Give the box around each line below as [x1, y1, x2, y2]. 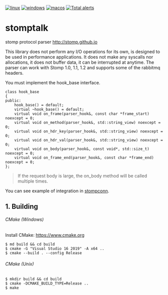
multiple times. [17, 178, 48, 184]
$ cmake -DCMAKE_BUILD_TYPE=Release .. [5, 281, 89, 286]
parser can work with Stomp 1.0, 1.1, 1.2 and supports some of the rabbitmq [5, 64, 160, 70]
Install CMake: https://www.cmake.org [5, 232, 85, 238]
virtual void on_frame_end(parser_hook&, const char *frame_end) [14, 155, 154, 160]
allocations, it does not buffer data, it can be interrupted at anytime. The [5, 59, 154, 65]
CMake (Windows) [5, 216, 44, 222]
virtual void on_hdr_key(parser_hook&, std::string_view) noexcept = [14, 128, 163, 134]
